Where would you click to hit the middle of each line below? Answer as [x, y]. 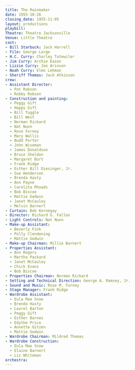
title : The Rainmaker [28, 10]
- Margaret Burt [26, 159]
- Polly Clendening [30, 234]
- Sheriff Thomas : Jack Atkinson [40, 75]
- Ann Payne [22, 183]
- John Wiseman [25, 145]
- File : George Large [28, 52]
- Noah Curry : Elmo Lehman [33, 71]
